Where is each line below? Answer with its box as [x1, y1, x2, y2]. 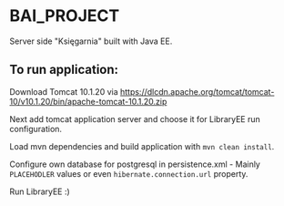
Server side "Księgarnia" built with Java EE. [9, 36, 173, 46]
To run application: [9, 62, 119, 77]
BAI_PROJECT [9, 5, 120, 26]
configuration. [9, 123, 62, 134]
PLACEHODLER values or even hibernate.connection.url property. [9, 168, 248, 179]
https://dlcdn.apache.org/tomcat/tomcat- [119, 86, 275, 97]
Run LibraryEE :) [9, 186, 70, 197]
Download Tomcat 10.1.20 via [9, 86, 118, 97]
